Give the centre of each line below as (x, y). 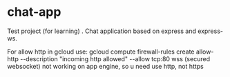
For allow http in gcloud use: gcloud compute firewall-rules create (101, 52)
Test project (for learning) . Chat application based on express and (102, 31)
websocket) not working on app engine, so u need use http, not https (105, 66)
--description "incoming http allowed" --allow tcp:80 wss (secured (115, 58)
